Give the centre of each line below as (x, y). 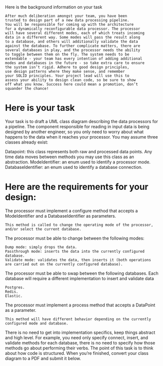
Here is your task (40, 108)
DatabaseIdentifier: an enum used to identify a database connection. (74, 167)
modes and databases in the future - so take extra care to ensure (75, 63)
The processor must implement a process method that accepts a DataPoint (80, 305)
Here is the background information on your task (54, 7)
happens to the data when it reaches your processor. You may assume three (81, 137)
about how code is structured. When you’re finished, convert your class (77, 353)
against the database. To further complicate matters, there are (72, 46)
